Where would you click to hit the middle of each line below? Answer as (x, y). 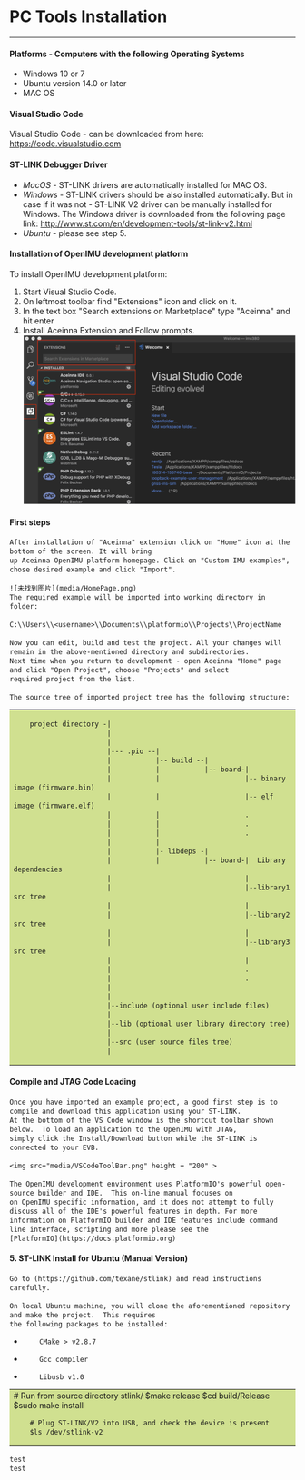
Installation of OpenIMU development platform (99, 254)
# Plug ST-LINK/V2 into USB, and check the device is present (150, 1423)
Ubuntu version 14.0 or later (74, 84)
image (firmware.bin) (54, 788)
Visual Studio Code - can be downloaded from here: (107, 134)
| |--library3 (198, 942)
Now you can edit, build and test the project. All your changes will (146, 643)
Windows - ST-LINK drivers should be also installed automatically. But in (157, 194)
